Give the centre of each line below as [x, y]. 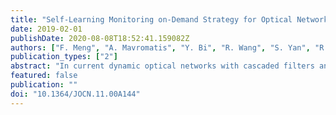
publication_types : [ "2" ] [64, 57]
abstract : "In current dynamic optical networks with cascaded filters [162, 66]
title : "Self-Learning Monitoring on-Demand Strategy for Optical [151, 19]
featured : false [44, 76]
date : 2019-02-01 [46, 29]
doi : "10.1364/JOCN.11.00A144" [75, 94]
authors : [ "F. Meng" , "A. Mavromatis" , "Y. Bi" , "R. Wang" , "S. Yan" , [160, 47]
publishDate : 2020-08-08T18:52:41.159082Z [100, 38]
